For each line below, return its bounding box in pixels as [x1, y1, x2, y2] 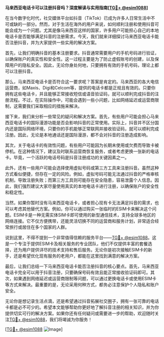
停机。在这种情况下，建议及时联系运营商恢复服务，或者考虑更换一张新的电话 [5, 149, 159, 154]
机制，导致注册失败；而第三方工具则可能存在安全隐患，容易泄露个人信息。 [5, 177, 155, 183]
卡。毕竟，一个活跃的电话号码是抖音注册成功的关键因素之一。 [5, 155, 129, 160]
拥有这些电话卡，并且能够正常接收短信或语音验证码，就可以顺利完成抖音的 [5, 91, 155, 97]
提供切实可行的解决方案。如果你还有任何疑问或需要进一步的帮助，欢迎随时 [5, 311, 155, 316]
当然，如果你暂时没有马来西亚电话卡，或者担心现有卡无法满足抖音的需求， [5, 200, 155, 205]
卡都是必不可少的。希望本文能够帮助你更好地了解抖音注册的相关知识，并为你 [5, 304, 159, 310]
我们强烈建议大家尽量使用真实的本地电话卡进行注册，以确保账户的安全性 [13, 183, 159, 189]
